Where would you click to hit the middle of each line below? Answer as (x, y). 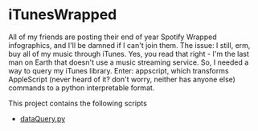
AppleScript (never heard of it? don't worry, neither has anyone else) (122, 79)
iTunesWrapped (63, 15)
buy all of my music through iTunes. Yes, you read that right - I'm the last (129, 54)
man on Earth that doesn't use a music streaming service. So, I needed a (129, 62)
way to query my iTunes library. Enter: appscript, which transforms (119, 70)
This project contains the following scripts (78, 103)
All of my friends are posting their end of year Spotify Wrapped (113, 37)
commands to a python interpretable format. (82, 87)
